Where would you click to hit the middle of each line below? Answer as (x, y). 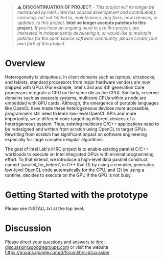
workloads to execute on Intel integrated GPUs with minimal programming (80, 154)
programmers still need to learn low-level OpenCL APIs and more (70, 113)
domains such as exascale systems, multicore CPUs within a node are (76, 98)
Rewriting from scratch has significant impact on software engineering (76, 134)
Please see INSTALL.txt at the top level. (45, 208)
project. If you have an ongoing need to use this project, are (78, 28)
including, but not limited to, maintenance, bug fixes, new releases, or (87, 17)
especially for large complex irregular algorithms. (55, 139)
